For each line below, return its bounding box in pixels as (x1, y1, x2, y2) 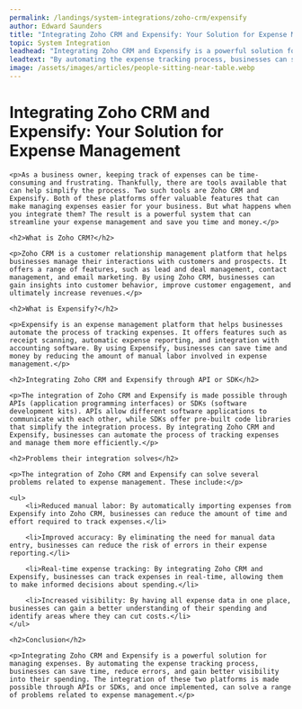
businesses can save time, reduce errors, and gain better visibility (9, 667, 280, 676)
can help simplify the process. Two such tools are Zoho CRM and (9, 186, 259, 195)
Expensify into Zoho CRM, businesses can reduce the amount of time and (9, 509, 288, 518)
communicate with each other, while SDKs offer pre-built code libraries (9, 414, 292, 423)
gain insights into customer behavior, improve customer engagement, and (9, 280, 292, 289)
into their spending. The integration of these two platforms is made (9, 675, 280, 684)
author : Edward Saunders (9, 22, 102, 31)
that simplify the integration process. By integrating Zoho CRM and (9, 423, 276, 432)
